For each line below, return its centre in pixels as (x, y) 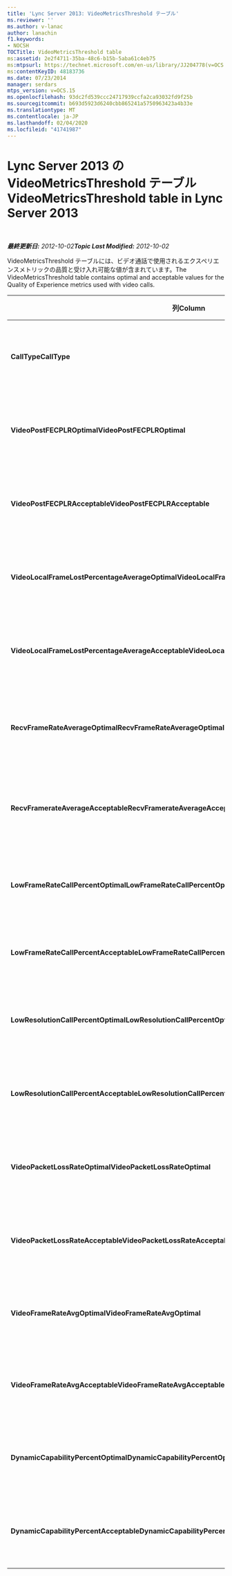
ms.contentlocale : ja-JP (43, 116)
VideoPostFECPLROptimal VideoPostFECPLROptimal (98, 430)
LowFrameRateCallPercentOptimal (68, 885)
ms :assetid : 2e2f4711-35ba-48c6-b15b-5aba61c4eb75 (81, 59)
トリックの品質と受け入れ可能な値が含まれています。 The (106, 270)
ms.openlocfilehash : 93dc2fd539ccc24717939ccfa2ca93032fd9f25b (100, 98)
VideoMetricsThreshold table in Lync (115, 198)
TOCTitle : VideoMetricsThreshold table (65, 53)
